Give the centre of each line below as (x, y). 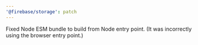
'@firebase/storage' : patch (41, 12)
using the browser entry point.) (44, 35)
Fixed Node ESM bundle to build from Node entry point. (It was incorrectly (99, 29)
